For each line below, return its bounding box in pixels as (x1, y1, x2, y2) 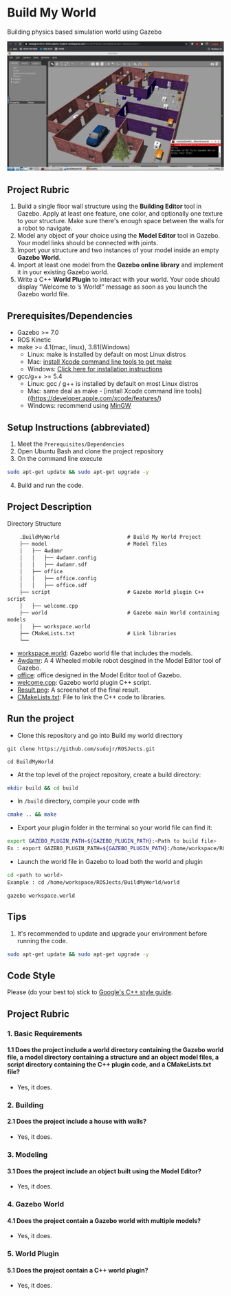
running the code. (16, 936, 68, 945)
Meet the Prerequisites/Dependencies (16, 440, 125, 449)
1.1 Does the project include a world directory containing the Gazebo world (7, 1046, 224, 1054)
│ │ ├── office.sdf (19, 582, 88, 588)
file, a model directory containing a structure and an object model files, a (7, 1053, 219, 1062)
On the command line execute (16, 455, 102, 463)
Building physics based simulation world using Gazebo (7, 28, 162, 36)
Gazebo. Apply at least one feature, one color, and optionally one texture (16, 209, 223, 218)
